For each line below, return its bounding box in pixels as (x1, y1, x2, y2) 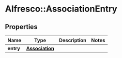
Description (59, 37, 87, 43)
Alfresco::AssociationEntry (5, 3, 118, 14)
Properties (5, 23, 38, 31)
